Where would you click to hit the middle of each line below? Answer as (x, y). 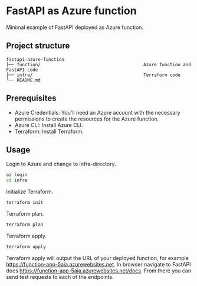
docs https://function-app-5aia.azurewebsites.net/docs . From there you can (99, 271)
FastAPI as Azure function (71, 11)
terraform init (25, 203)
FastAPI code (22, 70)
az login (17, 175)
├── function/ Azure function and (99, 64)
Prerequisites (31, 98)
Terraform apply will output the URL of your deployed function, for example (97, 258)
